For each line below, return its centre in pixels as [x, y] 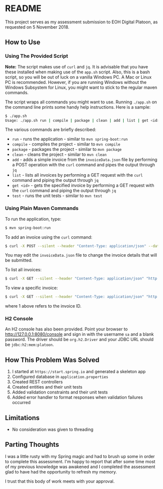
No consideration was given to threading [53, 429]
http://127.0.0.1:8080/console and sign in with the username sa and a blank [80, 334]
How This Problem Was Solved [52, 360]
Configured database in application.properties [60, 377]
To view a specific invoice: [32, 288]
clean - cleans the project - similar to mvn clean [59, 155]
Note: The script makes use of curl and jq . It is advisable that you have [77, 66]
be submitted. [19, 261]
